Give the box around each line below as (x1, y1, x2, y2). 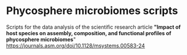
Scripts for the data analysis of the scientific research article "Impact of (6, 23, 181, 30)
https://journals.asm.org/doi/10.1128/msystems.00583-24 (6, 42, 146, 49)
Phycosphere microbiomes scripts (6, 4, 178, 18)
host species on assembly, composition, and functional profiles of (6, 29, 172, 36)
